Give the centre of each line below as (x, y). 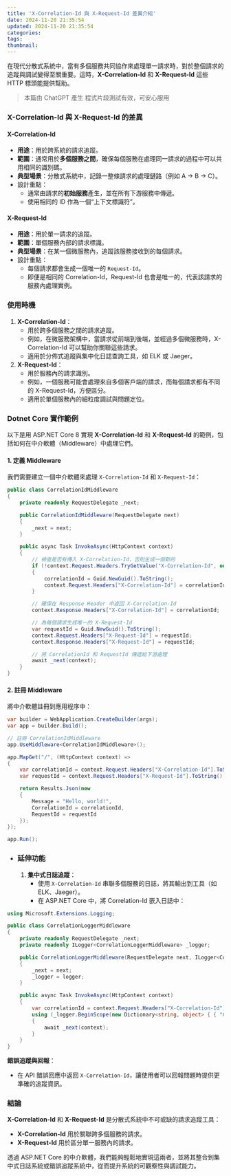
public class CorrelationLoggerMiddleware (69, 926)
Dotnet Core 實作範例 (43, 418)
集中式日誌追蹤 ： (52, 875)
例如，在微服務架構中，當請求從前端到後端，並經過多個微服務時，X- (124, 338)
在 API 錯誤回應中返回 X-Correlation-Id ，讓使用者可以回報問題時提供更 (118, 1075)
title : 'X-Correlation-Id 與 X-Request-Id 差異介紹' (81, 13)
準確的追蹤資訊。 (41, 1084)
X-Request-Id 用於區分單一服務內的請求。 (77, 1143)
